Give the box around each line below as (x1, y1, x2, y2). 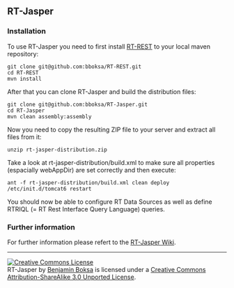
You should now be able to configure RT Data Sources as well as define (7, 198, 212, 206)
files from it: (7, 132, 42, 141)
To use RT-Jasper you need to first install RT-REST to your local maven (7, 42, 211, 51)
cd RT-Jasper (7, 107, 45, 114)
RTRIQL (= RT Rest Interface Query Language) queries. (7, 205, 165, 213)
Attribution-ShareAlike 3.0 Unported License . (7, 273, 136, 281)
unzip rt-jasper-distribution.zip (7, 146, 108, 153)
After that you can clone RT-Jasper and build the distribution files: (7, 87, 196, 96)
